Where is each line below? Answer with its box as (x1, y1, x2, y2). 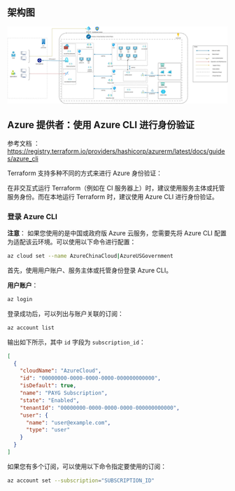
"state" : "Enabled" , (20, 396, 80, 404)
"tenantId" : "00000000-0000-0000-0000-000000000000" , (20, 404, 180, 411)
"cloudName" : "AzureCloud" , (20, 367, 101, 375)
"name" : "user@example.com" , (25, 419, 111, 426)
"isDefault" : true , (20, 382, 77, 389)
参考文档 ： (7, 139, 40, 147)
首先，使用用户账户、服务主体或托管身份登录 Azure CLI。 (7, 265, 173, 275)
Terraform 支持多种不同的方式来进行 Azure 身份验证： (7, 169, 163, 177)
